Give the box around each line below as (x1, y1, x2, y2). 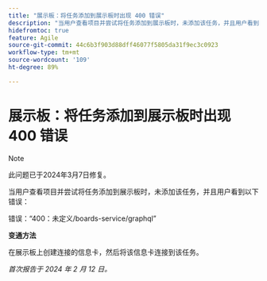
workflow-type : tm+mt (8, 48, 80, 56)
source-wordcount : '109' (8, 56, 91, 64)
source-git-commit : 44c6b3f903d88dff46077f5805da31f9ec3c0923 (8, 41, 219, 49)
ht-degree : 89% (8, 64, 59, 71)
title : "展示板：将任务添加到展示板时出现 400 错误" (8, 11, 165, 20)
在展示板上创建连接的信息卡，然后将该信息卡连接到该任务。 (8, 247, 203, 256)
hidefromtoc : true (8, 26, 69, 34)
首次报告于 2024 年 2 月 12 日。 (8, 264, 112, 274)
